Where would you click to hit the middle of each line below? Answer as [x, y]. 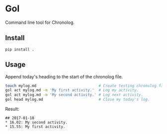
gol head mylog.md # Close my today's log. [78, 100]
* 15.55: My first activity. [35, 127]
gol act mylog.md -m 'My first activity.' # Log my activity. [72, 90]
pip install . [20, 49]
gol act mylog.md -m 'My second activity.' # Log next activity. [74, 95]
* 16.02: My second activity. [37, 123]
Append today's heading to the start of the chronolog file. [64, 76]
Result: [12, 109]
